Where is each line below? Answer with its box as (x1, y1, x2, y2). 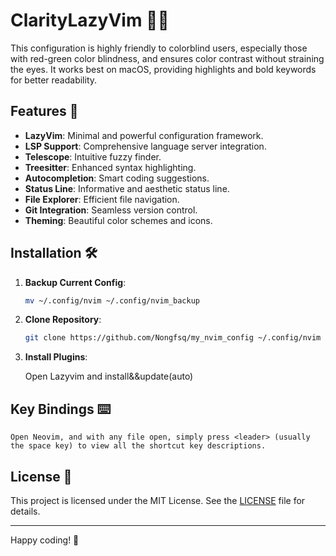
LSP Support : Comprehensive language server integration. (24, 140, 267, 152)
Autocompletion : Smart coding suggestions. (24, 172, 210, 184)
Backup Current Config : (24, 276, 127, 288)
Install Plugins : (24, 351, 88, 363)
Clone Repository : (24, 314, 102, 326)
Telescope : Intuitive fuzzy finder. (24, 150, 162, 163)
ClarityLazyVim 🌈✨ (10, 9, 170, 32)
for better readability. (10, 74, 98, 86)
